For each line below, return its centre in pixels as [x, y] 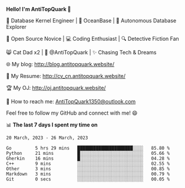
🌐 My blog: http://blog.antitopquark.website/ [60, 64]
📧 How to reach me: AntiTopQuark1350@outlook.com [71, 101]
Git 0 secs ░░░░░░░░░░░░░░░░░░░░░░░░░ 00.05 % [88, 179]
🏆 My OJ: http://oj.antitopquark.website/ [56, 88]
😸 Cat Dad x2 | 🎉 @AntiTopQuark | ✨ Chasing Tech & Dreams [81, 52]
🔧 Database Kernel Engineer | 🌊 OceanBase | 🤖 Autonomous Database [91, 20]
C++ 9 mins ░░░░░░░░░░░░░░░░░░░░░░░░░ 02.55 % [88, 164]
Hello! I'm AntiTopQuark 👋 [39, 9]
